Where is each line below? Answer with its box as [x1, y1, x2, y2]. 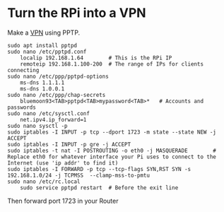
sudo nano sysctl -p [7, 122, 69, 129]
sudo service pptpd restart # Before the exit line [20, 184, 179, 192]
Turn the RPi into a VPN [7, 5, 146, 21]
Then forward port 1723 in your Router [7, 196, 119, 205]
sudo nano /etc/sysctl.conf [7, 110, 90, 117]
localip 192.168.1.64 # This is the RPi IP [20, 54, 172, 61]
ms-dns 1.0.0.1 [20, 85, 65, 93]
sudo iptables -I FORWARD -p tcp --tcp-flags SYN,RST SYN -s [7, 165, 191, 172]
